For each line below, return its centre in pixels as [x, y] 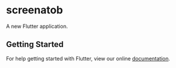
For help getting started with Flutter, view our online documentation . [88, 58]
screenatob [35, 10]
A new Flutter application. [37, 26]
